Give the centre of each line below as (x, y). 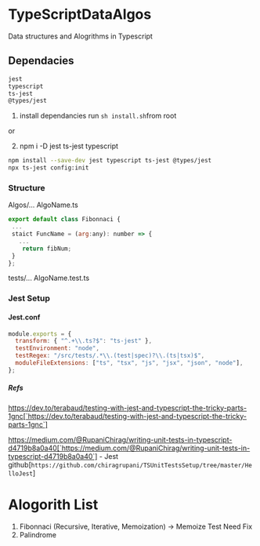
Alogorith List (53, 504)
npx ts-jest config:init (49, 168)
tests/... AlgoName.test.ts (49, 278)
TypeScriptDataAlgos (80, 15)
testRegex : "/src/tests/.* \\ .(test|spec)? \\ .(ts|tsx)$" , (110, 356)
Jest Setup (29, 298)
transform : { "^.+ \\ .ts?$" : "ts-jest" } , (84, 341)
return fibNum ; (47, 249)
